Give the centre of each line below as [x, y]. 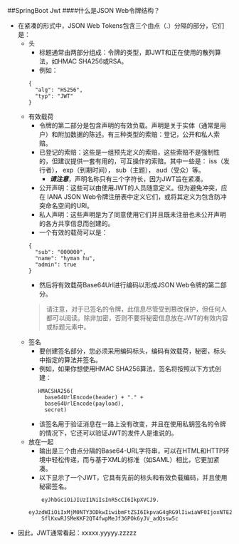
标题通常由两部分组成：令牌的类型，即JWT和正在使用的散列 [127, 52]
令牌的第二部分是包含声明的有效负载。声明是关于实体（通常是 [129, 125]
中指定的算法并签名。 [70, 360]
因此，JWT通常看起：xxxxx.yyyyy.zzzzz [77, 533]
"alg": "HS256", [59, 90]
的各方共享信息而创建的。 [76, 224]
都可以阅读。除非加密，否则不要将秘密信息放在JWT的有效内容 [137, 318]
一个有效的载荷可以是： [73, 232]
